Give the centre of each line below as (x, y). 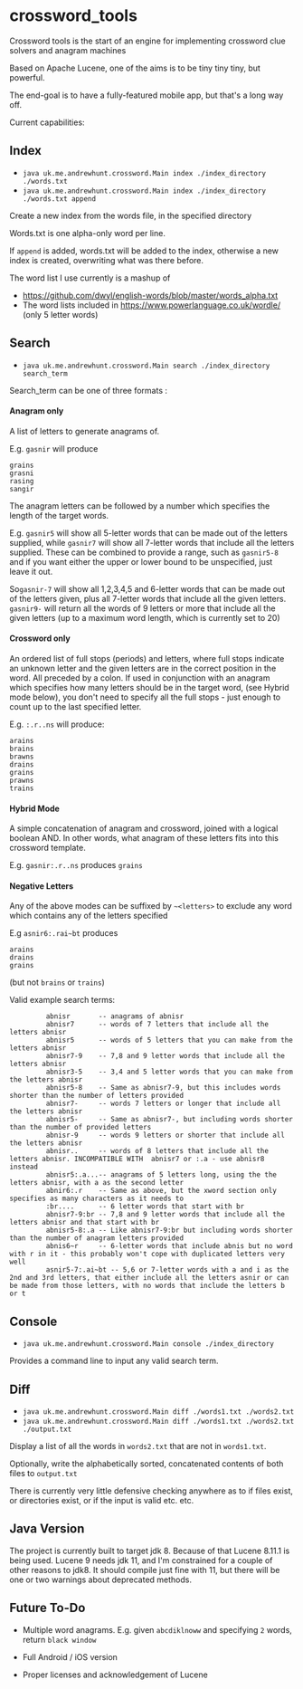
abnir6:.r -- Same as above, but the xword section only (161, 1191)
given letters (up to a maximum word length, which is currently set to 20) (145, 617)
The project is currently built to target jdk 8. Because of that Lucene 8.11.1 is (150, 1551)
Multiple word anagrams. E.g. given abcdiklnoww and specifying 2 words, (157, 1629)
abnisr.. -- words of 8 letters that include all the (157, 1151)
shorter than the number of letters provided (96, 1096)
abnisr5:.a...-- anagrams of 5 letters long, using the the (161, 1175)
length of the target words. (59, 515)
